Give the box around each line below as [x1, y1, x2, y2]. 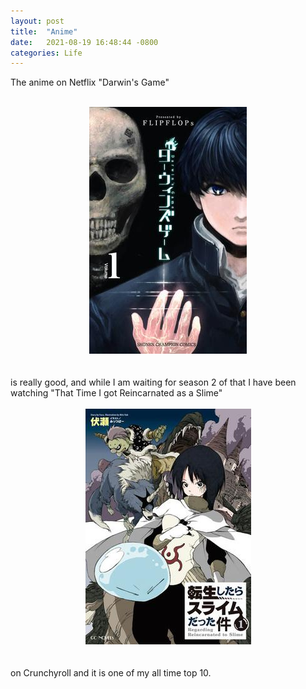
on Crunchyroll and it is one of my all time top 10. [10, 667, 212, 679]
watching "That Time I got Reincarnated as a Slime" [10, 387, 223, 399]
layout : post [10, 16, 65, 26]
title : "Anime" [10, 26, 78, 37]
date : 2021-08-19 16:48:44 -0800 [10, 37, 159, 47]
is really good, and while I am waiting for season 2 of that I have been [10, 376, 297, 389]
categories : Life [10, 48, 83, 58]
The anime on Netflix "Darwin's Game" [10, 76, 170, 89]
